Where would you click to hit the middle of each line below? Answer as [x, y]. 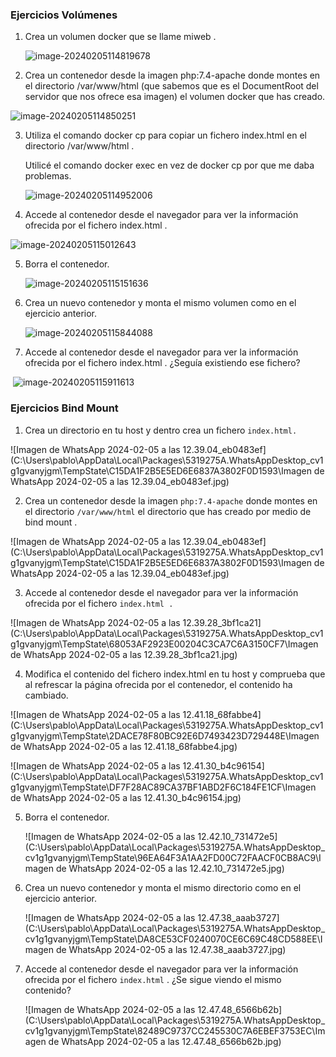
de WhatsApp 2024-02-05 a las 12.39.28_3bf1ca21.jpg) [124, 654]
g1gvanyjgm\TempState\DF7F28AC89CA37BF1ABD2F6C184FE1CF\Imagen [163, 787]
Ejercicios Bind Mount [64, 408]
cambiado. [46, 695]
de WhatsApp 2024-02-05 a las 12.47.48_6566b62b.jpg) [165, 1041]
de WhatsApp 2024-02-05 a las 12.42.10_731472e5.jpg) [170, 868]
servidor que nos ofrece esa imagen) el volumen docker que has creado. [175, 97]
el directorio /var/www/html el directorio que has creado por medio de [168, 511]
